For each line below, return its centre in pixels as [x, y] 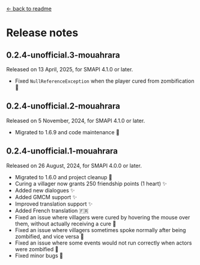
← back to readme [29, 9]
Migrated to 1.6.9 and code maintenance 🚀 [67, 132]
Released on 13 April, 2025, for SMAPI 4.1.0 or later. [70, 69]
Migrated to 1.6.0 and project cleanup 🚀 [63, 177]
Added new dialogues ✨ [45, 190]
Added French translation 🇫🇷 [52, 210]
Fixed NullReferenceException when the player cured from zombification [105, 81]
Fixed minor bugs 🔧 [39, 255]
